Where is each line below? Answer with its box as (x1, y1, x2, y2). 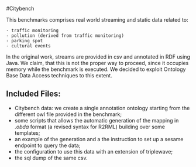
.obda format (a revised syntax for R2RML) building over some (14, 123, 166, 130)
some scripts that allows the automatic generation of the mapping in (14, 117, 179, 124)
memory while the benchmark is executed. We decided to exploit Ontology (6, 66, 186, 73)
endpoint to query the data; (14, 142, 81, 149)
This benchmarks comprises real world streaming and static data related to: (6, 16, 188, 23)
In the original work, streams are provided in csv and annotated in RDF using (6, 53, 190, 60)
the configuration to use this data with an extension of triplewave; (14, 148, 173, 155)
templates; (14, 129, 40, 137)
